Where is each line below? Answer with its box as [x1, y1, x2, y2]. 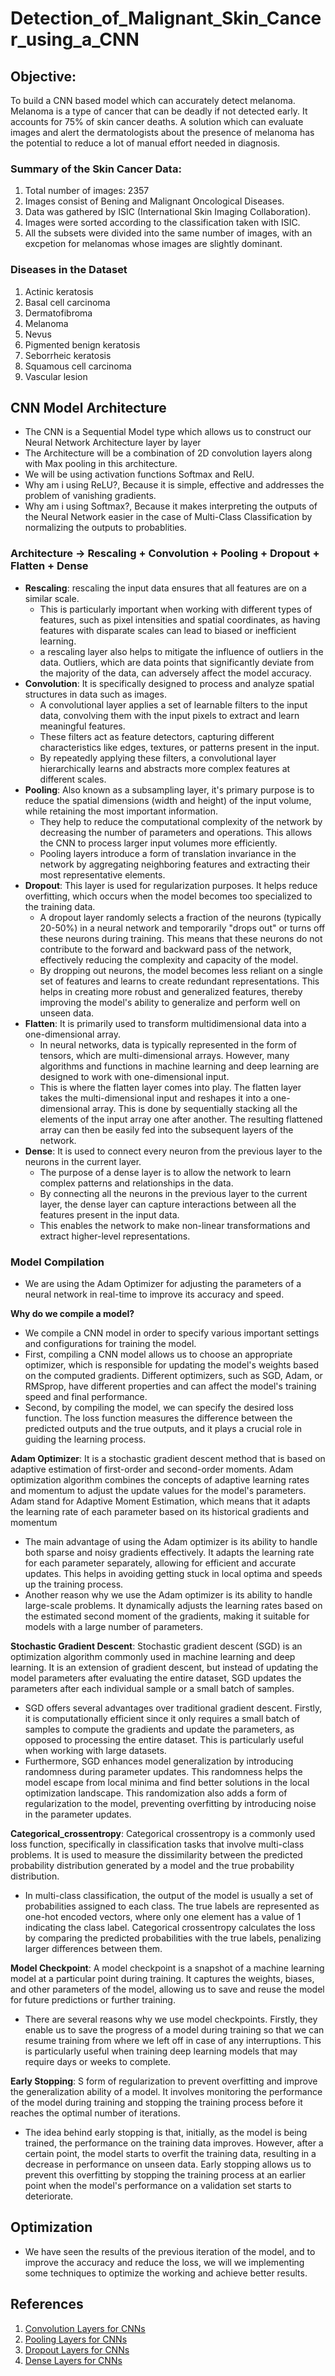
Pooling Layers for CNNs [24, 2333, 128, 2345]
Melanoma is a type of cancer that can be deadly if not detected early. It [10, 105, 308, 117]
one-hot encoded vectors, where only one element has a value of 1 [24, 1911, 302, 1922]
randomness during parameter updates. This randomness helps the [24, 1766, 303, 1777]
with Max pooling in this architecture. [24, 458, 178, 470]
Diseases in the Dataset [10, 263, 128, 277]
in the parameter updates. [24, 1808, 132, 1820]
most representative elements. [39, 868, 166, 881]
